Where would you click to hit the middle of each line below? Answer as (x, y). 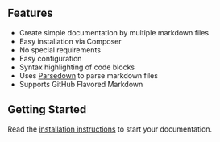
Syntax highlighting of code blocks (77, 67)
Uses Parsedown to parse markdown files (89, 75)
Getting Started (47, 109)
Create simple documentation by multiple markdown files (114, 32)
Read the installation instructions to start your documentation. (110, 129)
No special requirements (60, 50)
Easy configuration (50, 58)
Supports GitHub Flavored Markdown (81, 84)
